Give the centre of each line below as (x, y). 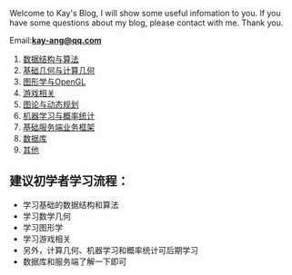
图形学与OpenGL (54, 82)
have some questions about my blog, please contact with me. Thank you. (146, 23)
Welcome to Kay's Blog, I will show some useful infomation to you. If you (146, 13)
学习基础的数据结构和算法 (70, 204)
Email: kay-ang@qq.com (55, 40)
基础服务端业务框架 (59, 127)
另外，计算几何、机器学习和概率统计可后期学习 (110, 250)
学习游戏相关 (46, 239)
